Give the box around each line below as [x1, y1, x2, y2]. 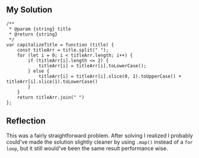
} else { [28, 68, 50, 74]
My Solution [6, 5, 53, 15]
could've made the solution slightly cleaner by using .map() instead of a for [6, 138, 194, 145]
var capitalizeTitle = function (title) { [6, 41, 114, 47]
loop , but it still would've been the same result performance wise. [6, 144, 168, 152]
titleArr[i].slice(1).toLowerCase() [6, 78, 98, 85]
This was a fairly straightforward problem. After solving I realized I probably [6, 132, 194, 139]
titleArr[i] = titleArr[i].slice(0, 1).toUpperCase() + [38, 73, 182, 79]
